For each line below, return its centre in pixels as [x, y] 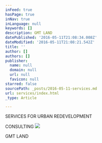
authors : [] [17, 56]
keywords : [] [19, 28]
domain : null [23, 70]
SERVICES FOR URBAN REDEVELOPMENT [49, 116]
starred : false [21, 84]
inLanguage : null [23, 24]
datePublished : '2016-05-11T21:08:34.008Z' [51, 38]
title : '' [15, 47]
